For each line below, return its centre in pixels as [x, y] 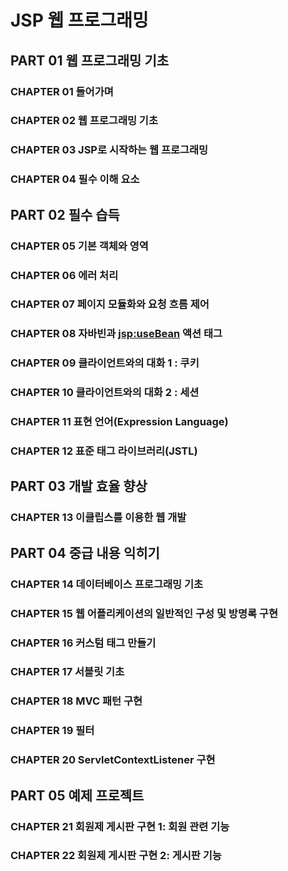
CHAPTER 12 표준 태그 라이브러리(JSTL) [104, 451]
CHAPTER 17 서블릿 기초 [67, 672]
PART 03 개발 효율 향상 [79, 486]
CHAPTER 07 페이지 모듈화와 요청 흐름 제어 [110, 304]
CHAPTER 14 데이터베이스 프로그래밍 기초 [107, 584]
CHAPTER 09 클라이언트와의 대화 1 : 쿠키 [105, 363]
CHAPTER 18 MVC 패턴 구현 [76, 701]
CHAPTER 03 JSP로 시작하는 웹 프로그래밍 [109, 150]
